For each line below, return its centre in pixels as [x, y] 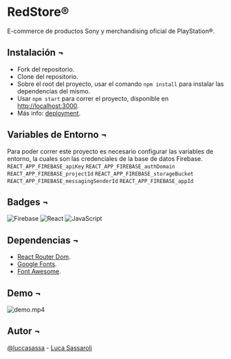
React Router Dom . [44, 257]
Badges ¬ [28, 202]
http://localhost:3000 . [48, 106]
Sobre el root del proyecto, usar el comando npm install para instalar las [120, 84]
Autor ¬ [24, 331]
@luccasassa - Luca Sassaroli [50, 347]
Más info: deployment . [49, 113]
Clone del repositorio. [48, 76]
